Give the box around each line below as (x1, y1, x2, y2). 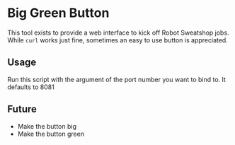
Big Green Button (7, 5, 110, 21)
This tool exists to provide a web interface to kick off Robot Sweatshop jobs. (7, 28, 229, 37)
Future (7, 103, 38, 115)
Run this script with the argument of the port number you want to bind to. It (7, 75, 227, 83)
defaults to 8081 (7, 83, 55, 91)
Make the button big (17, 122, 76, 130)
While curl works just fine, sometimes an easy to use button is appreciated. (7, 35, 228, 44)
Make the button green (17, 129, 85, 138)
